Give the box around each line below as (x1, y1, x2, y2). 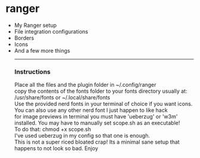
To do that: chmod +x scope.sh (14, 126, 91, 133)
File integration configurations (14, 28, 88, 35)
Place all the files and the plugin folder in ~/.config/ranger (14, 81, 156, 89)
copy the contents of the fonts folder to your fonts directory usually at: (14, 87, 187, 95)
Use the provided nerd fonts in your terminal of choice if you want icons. (14, 101, 193, 108)
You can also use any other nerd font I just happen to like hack (14, 107, 168, 114)
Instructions (14, 68, 51, 76)
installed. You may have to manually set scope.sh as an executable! (14, 119, 180, 127)
